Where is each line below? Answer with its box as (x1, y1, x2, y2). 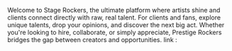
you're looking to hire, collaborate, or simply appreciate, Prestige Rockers (7, 28, 222, 36)
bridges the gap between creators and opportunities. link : (7, 36, 177, 44)
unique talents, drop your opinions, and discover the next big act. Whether (7, 21, 225, 29)
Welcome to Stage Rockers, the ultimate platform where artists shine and (7, 6, 221, 14)
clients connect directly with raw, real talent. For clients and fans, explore (7, 13, 221, 22)
